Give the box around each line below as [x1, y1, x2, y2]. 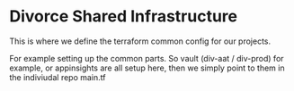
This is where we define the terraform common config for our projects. [9, 36, 272, 46]
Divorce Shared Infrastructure [9, 6, 238, 27]
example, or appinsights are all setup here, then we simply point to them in [9, 62, 285, 73]
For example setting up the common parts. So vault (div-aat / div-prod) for [9, 53, 285, 63]
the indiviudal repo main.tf [9, 71, 106, 82]
